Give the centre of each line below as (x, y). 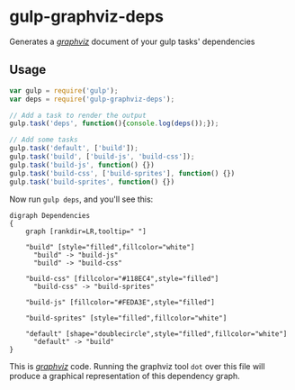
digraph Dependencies (50, 215)
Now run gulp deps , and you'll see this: (81, 199)
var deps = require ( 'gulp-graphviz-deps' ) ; (92, 99)
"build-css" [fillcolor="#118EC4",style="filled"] (122, 278)
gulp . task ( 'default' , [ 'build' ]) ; (74, 149)
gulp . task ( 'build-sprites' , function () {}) (92, 182)
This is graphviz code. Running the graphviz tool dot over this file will (137, 366)
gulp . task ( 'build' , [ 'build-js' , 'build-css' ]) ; (102, 157)
